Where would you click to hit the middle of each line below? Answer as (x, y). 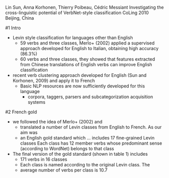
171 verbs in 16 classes (44, 159)
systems (36, 102)
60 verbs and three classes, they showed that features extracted (88, 59)
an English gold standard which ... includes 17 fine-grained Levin (87, 138)
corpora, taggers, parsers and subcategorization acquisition (90, 97)
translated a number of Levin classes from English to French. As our (91, 127)
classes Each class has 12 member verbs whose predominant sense (91, 143)
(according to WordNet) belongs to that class (67, 148)
